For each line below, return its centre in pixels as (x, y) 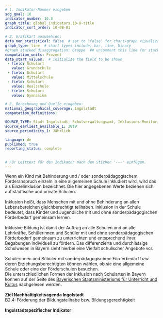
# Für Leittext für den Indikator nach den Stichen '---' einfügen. (76, 162)
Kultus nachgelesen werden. (33, 284)
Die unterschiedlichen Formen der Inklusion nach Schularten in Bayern (75, 274)
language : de (18, 140)
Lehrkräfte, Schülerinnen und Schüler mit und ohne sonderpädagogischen (79, 233)
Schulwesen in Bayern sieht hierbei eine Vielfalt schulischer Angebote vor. (79, 248)
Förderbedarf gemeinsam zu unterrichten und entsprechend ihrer (70, 238)
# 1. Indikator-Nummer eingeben (38, 9)
